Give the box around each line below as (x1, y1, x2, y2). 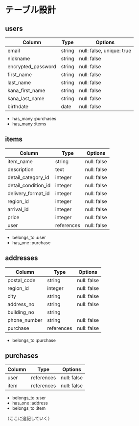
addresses (5, 254, 38, 262)
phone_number (7, 316, 43, 323)
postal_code (7, 277, 36, 284)
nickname (7, 55, 30, 62)
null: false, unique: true (79, 47, 131, 54)
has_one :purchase (12, 239, 51, 246)
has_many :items (12, 121, 46, 127)
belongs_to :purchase (12, 337, 56, 343)
